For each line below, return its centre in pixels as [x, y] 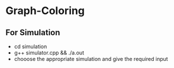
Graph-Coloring [45, 11]
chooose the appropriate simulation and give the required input [91, 59]
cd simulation [30, 46]
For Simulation [33, 33]
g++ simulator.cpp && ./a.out [49, 53]
